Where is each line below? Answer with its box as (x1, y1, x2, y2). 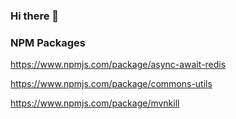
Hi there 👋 (10, 9, 60, 23)
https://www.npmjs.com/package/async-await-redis (10, 59, 227, 71)
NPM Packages (10, 35, 86, 49)
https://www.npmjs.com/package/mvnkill (10, 97, 180, 109)
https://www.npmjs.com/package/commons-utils (10, 78, 213, 90)
